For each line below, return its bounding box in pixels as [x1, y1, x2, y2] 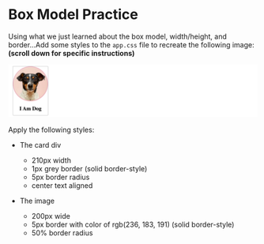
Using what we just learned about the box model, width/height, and [8, 32, 228, 41]
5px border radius [31, 172, 90, 182]
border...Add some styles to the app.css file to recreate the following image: [8, 39, 255, 49]
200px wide [31, 212, 71, 221]
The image [19, 196, 55, 206]
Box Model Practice [8, 6, 138, 24]
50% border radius [31, 228, 93, 238]
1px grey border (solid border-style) [31, 164, 148, 174]
